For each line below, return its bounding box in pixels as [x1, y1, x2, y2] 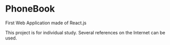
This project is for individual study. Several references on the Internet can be [5, 29, 165, 35]
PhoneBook [5, 3, 55, 15]
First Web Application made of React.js [5, 20, 87, 26]
